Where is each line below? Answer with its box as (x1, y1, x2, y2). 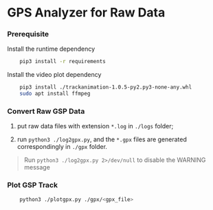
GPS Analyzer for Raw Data (7, 5, 166, 21)
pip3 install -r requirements (19, 58, 106, 65)
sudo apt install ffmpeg (19, 91, 91, 97)
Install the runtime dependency (7, 45, 96, 53)
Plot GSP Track (7, 180, 58, 190)
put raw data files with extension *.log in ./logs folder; (16, 122, 174, 130)
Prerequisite (7, 30, 49, 39)
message (23, 163, 50, 172)
